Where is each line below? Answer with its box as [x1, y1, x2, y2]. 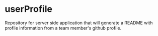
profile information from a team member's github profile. [5, 25, 122, 31]
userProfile [5, 3, 52, 15]
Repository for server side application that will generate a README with [5, 20, 153, 26]
